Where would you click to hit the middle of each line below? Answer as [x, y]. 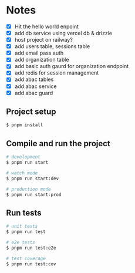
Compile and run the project [58, 144]
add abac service [36, 86]
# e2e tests [21, 242]
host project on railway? [44, 40]
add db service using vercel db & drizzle [63, 33]
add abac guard [34, 93]
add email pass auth [39, 53]
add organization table [42, 60]
